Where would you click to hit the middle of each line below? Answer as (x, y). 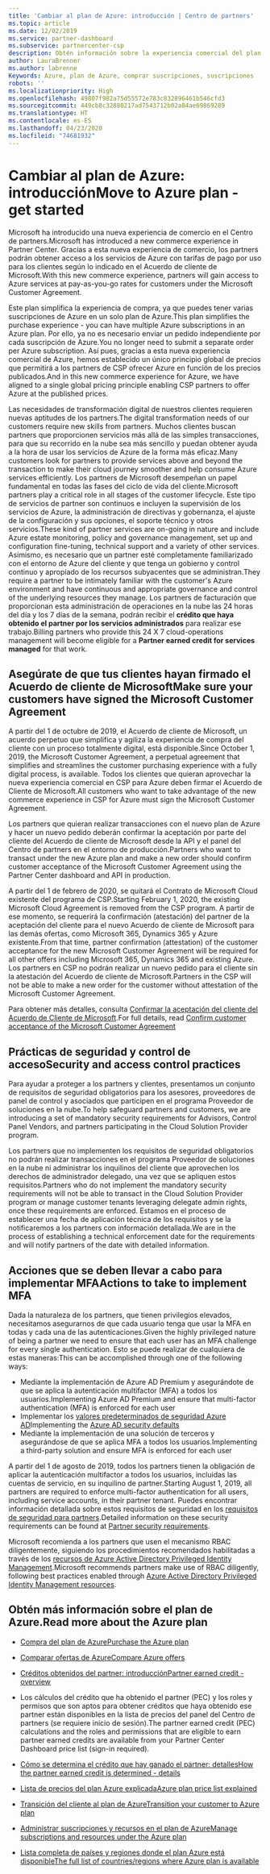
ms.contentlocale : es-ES (50, 121)
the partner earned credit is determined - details (100, 1772)
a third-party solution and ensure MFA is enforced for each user (126, 1450)
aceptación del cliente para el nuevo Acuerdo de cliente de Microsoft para (131, 925)
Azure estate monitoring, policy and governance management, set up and (131, 538)
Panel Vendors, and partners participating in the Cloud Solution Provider (128, 1127)
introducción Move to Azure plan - (124, 192)
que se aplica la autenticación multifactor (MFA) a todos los (118, 1390)
